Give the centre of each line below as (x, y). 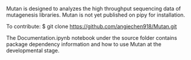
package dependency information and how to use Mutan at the (84, 44)
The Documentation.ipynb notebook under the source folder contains (92, 38)
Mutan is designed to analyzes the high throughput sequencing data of (94, 9)
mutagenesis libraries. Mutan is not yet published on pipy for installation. (96, 15)
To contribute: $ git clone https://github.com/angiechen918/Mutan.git (92, 26)
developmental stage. (33, 50)
